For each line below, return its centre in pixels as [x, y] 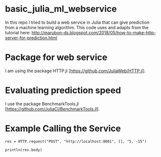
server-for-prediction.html [31, 38]
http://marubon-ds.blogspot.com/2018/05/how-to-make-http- [94, 32]
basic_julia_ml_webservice [61, 9]
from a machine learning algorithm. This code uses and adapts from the [77, 27]
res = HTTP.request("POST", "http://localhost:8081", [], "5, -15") [76, 141]
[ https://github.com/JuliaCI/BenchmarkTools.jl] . [52, 109]
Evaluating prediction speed [63, 90]
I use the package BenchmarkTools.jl [42, 104]
